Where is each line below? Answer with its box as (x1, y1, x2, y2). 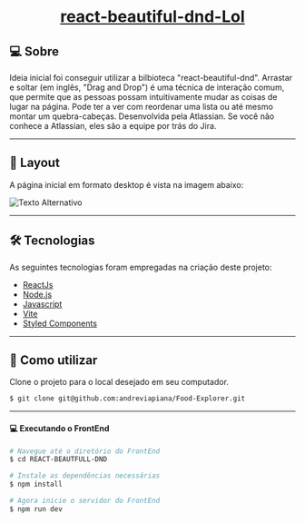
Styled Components (22, 318, 98, 329)
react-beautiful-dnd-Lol (60, 6, 245, 27)
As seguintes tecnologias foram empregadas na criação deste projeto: (9, 261, 272, 272)
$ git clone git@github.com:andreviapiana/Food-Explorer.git (9, 394, 246, 403)
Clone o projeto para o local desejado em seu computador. (9, 377, 230, 388)
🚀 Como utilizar (9, 352, 98, 369)
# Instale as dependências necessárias (9, 471, 161, 480)
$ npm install (9, 479, 64, 489)
